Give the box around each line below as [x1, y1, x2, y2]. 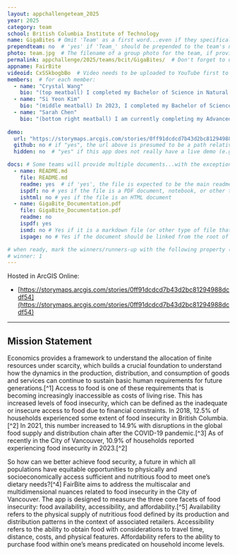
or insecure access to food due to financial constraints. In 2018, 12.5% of [7, 407, 219, 415]
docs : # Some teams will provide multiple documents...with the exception [7, 161, 232, 168]
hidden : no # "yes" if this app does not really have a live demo [13, 148, 217, 155]
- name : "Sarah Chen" [13, 109, 78, 116]
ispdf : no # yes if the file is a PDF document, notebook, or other [20, 187, 226, 194]
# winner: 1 [7, 252, 42, 260]
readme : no [20, 213, 52, 221]
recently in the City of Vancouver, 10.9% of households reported [7, 436, 194, 445]
